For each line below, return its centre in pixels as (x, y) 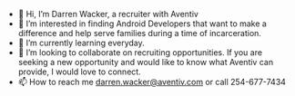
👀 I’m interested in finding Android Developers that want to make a (142, 24)
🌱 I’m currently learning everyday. (81, 43)
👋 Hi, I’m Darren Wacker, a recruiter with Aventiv (108, 14)
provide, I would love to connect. (79, 72)
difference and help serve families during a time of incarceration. (140, 33)
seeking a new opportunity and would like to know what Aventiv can (146, 62)
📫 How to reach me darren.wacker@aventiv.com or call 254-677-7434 (152, 82)
